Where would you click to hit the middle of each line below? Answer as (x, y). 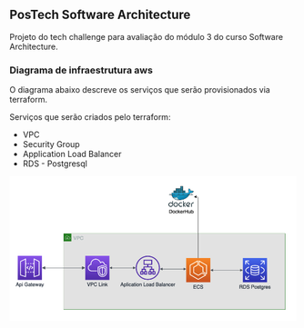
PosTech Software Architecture (100, 15)
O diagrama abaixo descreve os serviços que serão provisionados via (140, 90)
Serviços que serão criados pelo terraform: (90, 117)
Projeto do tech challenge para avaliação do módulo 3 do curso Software (147, 36)
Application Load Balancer (72, 154)
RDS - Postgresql (55, 164)
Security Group (51, 144)
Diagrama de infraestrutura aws (81, 70)
